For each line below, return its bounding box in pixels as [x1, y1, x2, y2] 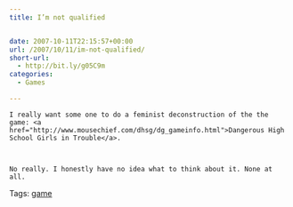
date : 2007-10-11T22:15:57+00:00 [9, 36, 134, 45]
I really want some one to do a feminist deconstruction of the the [9, 110, 269, 119]
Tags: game [9, 187, 53, 198]
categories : [9, 70, 53, 79]
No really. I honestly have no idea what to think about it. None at [9, 164, 273, 173]
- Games [17, 78, 46, 87]
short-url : [9, 53, 50, 62]
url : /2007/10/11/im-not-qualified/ [9, 45, 145, 54]
